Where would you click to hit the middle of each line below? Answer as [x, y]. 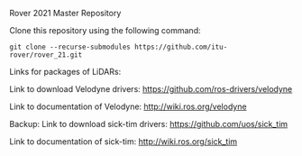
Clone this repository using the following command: [105, 30]
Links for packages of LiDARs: [65, 72]
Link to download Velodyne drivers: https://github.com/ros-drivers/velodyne [151, 89]
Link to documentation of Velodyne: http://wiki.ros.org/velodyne [128, 106]
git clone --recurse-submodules [70, 47]
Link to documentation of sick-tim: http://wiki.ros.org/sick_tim [124, 142]
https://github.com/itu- [181, 47]
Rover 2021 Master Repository [65, 13]
